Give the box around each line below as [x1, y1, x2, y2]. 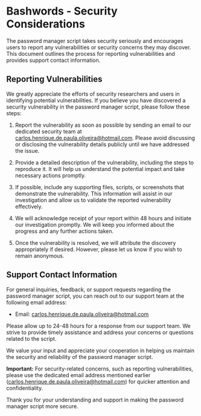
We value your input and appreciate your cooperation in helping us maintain [6, 347, 195, 354]
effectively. [14, 203, 43, 210]
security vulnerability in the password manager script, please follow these [6, 103, 190, 110]
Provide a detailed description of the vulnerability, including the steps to [14, 159, 194, 166]
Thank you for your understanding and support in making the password [6, 396, 184, 403]
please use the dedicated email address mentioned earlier [6, 371, 151, 378]
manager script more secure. [6, 402, 78, 410]
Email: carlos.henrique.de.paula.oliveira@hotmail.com [14, 310, 149, 318]
